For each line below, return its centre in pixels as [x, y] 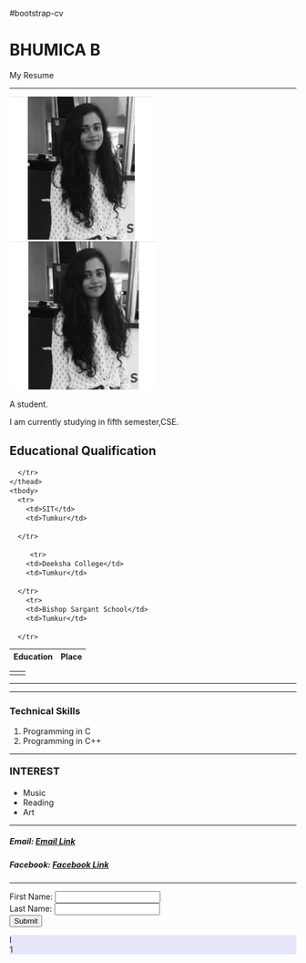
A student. [29, 404]
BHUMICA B [55, 50]
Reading [38, 802]
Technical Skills [45, 711]
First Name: [31, 896]
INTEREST [35, 771]
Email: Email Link [42, 842]
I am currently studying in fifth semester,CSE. [94, 422]
